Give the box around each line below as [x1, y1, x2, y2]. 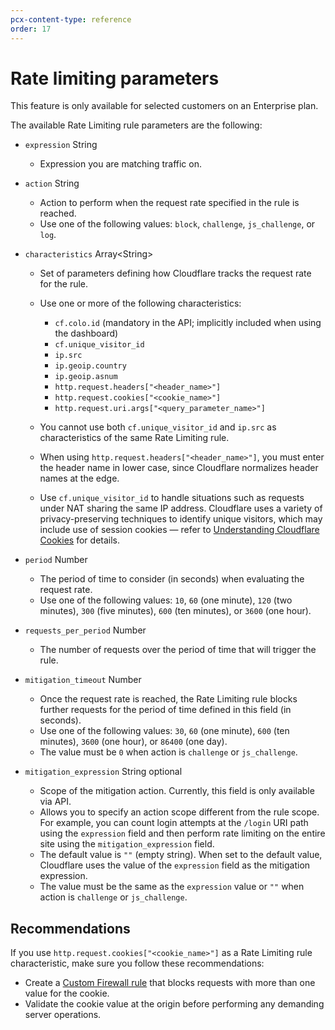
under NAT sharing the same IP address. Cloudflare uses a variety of [39, 502, 323, 515]
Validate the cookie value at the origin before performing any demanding [24, 998, 325, 1010]
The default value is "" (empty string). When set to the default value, [39, 849, 323, 861]
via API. [39, 796, 72, 808]
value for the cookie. [24, 987, 110, 1000]
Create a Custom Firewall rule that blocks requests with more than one [24, 977, 316, 989]
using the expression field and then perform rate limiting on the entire [39, 827, 326, 840]
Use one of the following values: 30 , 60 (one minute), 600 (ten [39, 725, 290, 737]
